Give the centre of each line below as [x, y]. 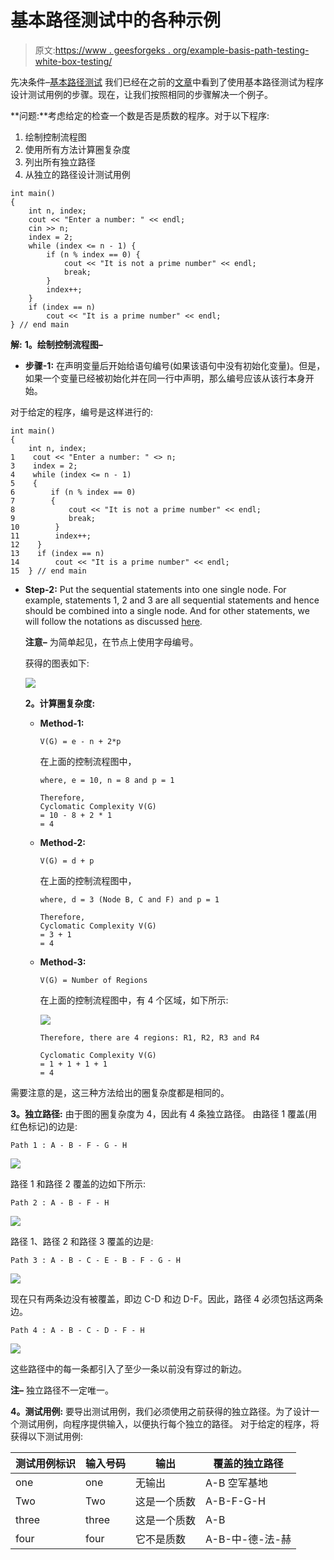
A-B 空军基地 [236, 1483]
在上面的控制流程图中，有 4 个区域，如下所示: [134, 1000]
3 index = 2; [44, 466]
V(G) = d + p [67, 861]
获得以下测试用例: [47, 1436]
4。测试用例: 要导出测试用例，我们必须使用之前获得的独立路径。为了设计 [161, 1411]
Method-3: [63, 962]
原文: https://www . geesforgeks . [102, 50]
